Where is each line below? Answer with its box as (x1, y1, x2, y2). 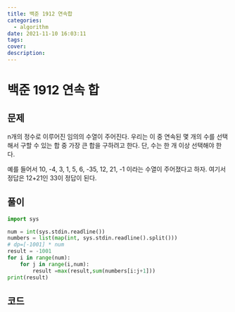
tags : (7, 37, 23, 44)
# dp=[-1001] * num (7, 241, 65, 249)
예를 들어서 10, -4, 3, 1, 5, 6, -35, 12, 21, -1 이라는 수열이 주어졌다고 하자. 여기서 (7, 165, 227, 173)
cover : (7, 43, 27, 50)
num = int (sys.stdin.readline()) (7, 228, 106, 235)
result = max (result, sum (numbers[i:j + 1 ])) (32, 267, 156, 275)
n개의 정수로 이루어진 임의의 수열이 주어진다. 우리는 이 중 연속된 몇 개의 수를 (7, 132, 215, 141)
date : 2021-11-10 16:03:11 (7, 30, 87, 37)
